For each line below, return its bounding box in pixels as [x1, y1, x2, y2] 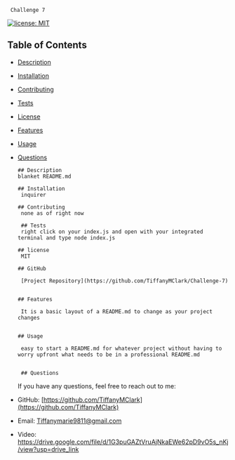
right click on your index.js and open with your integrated [20, 228, 203, 235]
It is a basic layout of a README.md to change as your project [20, 308, 213, 315]
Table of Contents [7, 39, 88, 51]
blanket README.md [17, 173, 72, 180]
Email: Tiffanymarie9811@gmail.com [17, 416, 122, 425]
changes [17, 314, 40, 321]
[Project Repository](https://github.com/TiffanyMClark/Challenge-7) [20, 277, 229, 284]
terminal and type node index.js [17, 234, 116, 242]
